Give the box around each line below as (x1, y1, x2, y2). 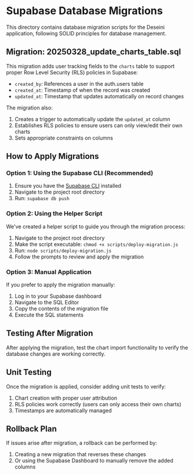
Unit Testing (6, 367, 52, 377)
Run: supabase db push (14, 195, 69, 202)
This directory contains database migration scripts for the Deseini (6, 24, 165, 31)
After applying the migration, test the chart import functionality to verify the (6, 344, 188, 351)
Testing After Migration (6, 328, 93, 338)
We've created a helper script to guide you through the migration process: (6, 222, 186, 230)
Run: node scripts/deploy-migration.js (14, 247, 112, 254)
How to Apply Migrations (6, 151, 99, 161)
